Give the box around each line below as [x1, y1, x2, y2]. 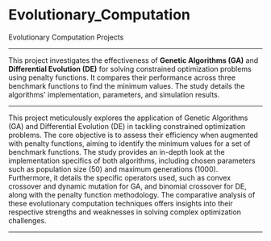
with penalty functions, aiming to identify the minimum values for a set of [8, 139, 251, 148]
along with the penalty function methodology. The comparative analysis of [8, 189, 256, 199]
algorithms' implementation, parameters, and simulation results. [8, 89, 220, 99]
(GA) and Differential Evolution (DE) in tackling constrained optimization [8, 121, 246, 131]
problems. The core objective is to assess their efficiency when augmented [8, 130, 258, 139]
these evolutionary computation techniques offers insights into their [8, 198, 234, 208]
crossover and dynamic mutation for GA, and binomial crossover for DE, [8, 181, 248, 191]
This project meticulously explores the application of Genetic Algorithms [8, 113, 248, 123]
